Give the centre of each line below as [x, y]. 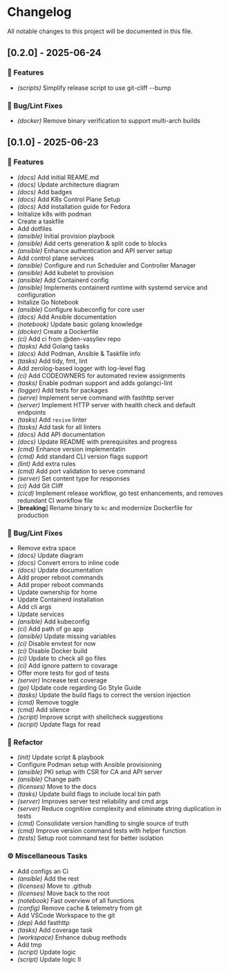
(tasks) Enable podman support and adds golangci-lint [95, 383]
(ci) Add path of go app [50, 628]
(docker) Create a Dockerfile [58, 331]
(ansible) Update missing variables [66, 636]
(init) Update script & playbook [61, 757]
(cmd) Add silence [44, 709]
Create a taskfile [40, 221]
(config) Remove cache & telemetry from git [79, 908]
